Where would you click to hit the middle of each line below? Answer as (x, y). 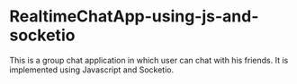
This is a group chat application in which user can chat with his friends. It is (149, 60)
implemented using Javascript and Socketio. (91, 70)
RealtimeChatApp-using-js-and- (134, 17)
